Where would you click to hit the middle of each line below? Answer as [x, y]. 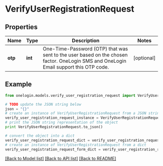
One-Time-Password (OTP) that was [86, 49]
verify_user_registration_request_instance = [52, 118]
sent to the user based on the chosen [85, 55]
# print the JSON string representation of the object [62, 123]
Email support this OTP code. [76, 67]
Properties [21, 27]
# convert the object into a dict [40, 136]
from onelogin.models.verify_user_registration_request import [70, 95]
